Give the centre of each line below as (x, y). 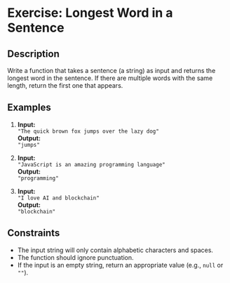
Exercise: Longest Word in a (90, 13)
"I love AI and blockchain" (58, 198)
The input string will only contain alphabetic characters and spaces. (115, 250)
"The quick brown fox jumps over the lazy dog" (88, 131)
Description (33, 54)
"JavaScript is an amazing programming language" (92, 164)
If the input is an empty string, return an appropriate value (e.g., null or (120, 265)
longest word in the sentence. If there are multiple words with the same (110, 78)
